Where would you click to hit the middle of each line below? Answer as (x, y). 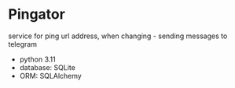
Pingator (37, 14)
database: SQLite (48, 67)
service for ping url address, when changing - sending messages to (118, 36)
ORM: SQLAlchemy (51, 76)
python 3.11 (38, 59)
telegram (23, 44)
